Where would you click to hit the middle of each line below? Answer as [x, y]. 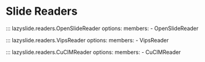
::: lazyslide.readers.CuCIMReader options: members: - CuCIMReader [93, 52]
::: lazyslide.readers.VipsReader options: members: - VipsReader [87, 40]
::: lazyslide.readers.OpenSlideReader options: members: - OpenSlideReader [102, 28]
